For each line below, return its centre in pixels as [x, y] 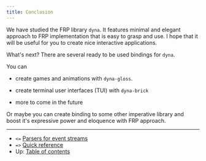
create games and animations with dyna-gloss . [74, 78]
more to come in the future [49, 102]
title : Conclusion [30, 12]
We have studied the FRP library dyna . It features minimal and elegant [93, 29]
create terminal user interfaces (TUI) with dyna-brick [82, 90]
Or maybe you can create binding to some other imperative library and [95, 114]
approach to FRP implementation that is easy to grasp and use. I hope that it [102, 36]
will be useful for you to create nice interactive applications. [82, 42]
